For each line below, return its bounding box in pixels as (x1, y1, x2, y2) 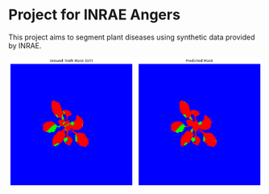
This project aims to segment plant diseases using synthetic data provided (8, 32, 255, 42)
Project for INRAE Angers (8, 6, 181, 24)
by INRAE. (8, 40, 42, 50)
